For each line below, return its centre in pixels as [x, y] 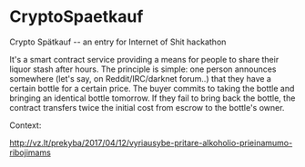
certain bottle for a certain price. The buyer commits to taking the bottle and [152, 88]
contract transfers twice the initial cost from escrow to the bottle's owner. [147, 107]
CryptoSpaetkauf [76, 17]
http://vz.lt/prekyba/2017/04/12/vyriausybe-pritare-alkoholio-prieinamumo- [151, 142]
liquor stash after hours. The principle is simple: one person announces [143, 69]
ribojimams [30, 152]
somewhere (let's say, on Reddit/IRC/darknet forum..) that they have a [140, 78]
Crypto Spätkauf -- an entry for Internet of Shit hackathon [118, 42]
